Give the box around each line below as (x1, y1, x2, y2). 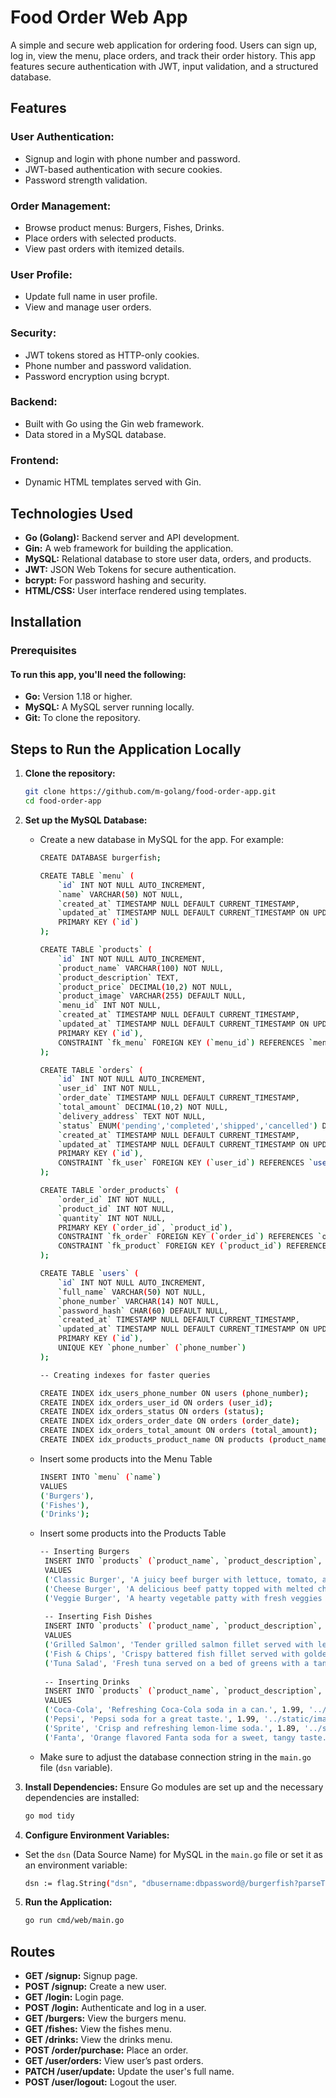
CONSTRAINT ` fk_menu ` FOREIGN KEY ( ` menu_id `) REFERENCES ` (58, 1037, 314, 1048)
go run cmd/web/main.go (24, 1916, 125, 1926)
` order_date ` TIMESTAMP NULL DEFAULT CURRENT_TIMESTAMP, (58, 1093, 300, 1103)
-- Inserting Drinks (44, 1677, 130, 1687)
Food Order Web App (10, 6, 188, 29)
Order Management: (10, 199, 112, 213)
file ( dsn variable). (39, 1761, 113, 1773)
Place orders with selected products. (24, 232, 177, 244)
